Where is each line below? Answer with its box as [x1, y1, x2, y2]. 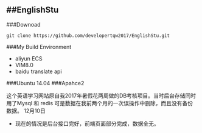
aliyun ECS [15, 54, 43, 62]
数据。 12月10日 [6, 107, 46, 114]
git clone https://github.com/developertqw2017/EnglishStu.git [6, 33, 170, 39]
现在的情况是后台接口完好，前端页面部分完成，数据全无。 [15, 120, 159, 127]
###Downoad [6, 21, 41, 28]
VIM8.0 [15, 61, 33, 68]
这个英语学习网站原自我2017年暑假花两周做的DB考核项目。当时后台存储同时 [6, 92, 197, 99]
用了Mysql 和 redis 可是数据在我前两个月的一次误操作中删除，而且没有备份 [6, 99, 193, 106]
